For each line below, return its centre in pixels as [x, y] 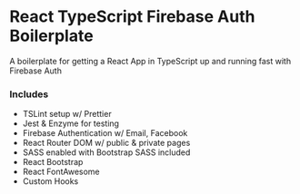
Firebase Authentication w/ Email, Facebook [105, 133]
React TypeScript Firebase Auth [132, 17]
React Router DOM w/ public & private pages [106, 143]
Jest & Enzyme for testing [71, 123]
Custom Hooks [50, 181]
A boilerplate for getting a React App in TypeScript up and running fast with [150, 61]
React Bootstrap [53, 162]
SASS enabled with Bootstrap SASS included [106, 152]
